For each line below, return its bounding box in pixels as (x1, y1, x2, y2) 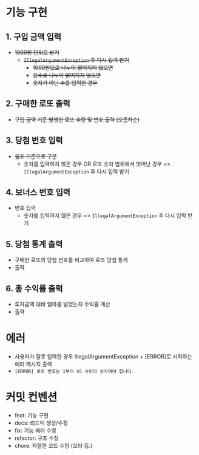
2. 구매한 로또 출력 (5, 98, 70, 109)
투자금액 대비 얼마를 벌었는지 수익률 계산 (14, 301, 110, 308)
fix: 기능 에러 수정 (14, 426, 57, 434)
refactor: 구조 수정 (14, 434, 59, 442)
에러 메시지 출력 (14, 360, 52, 368)
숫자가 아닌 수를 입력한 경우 (32, 79, 98, 86)
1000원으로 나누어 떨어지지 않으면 (32, 64, 113, 71)
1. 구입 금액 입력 (5, 32, 62, 42)
